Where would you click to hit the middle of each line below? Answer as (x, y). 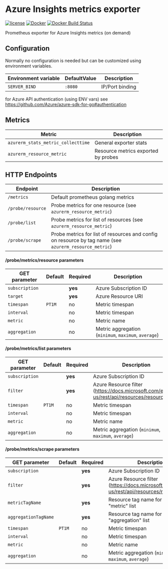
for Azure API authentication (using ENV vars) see (57, 99)
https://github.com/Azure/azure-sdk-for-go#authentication (66, 104)
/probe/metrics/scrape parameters (42, 449)
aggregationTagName (31, 517)
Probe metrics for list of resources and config (104, 234)
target (15, 296)
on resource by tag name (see (86, 240)
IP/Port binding (119, 87)
